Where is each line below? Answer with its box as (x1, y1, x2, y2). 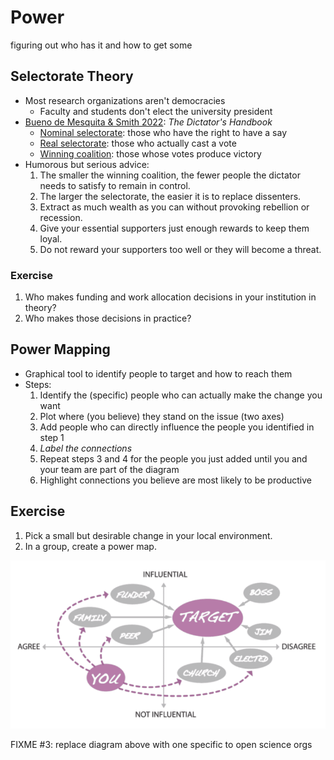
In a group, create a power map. (24, 540, 157, 552)
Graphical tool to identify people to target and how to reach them (24, 367, 293, 380)
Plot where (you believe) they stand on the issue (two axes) (39, 410, 285, 422)
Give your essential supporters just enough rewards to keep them (39, 222, 310, 234)
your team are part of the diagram (39, 463, 180, 475)
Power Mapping (10, 341, 111, 358)
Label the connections (39, 442, 133, 454)
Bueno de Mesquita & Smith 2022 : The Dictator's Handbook (24, 116, 273, 128)
